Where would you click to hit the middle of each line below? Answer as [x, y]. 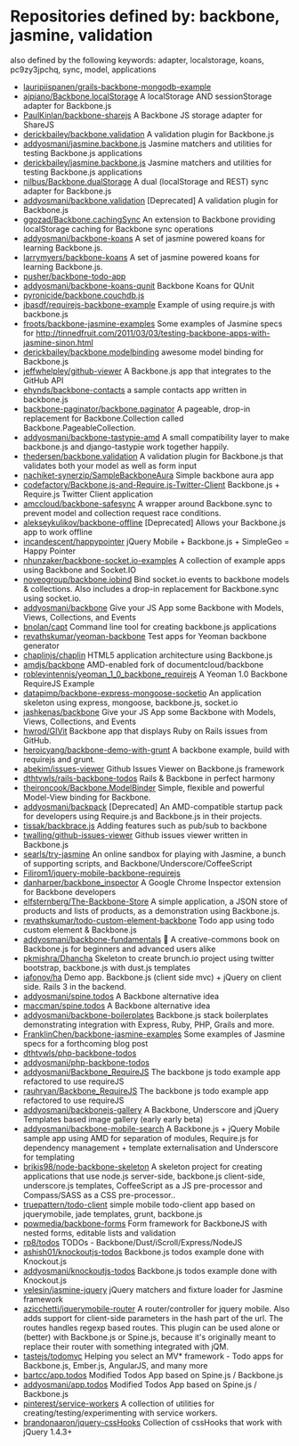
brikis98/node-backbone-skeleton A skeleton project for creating [143, 1166]
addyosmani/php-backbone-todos [86, 1062]
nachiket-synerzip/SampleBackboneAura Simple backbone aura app [148, 475]
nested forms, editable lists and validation [99, 1233]
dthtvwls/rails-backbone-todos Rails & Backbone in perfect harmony [149, 778]
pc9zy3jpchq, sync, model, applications [83, 70]
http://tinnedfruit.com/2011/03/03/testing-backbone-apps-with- [153, 333]
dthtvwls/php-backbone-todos [80, 1053]
